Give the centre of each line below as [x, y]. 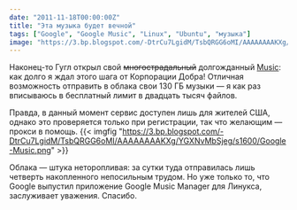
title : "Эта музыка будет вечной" [73, 26]
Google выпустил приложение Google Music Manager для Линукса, [136, 186]
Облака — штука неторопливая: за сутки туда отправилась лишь [132, 167]
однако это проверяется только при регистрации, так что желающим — [146, 122]
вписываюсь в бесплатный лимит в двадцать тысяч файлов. [123, 96]
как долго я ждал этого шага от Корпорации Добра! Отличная [127, 77]
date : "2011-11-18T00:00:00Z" [65, 17]
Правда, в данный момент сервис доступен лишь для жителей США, [140, 113]
